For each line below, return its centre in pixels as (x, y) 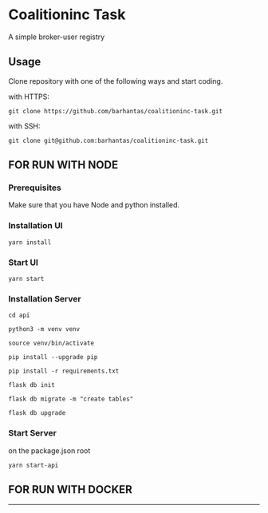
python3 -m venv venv (44, 330)
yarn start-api (33, 465)
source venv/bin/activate (51, 343)
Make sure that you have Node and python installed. (94, 205)
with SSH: (25, 126)
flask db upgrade (37, 413)
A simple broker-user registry (57, 37)
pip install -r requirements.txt (64, 371)
